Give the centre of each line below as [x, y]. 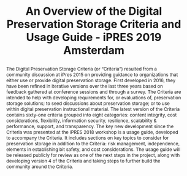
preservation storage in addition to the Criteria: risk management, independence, [93, 143]
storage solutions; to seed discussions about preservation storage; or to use [88, 103]
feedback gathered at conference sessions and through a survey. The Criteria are [93, 92]
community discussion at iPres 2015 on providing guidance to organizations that [92, 75]
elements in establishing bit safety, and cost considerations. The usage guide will [93, 149]
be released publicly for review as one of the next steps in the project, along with [93, 155]
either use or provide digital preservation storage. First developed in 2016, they [91, 80]
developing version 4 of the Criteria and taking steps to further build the [83, 161]
